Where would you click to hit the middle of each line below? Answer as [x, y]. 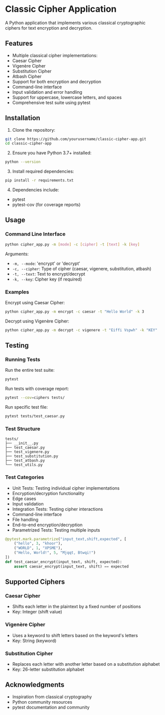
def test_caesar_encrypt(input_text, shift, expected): [64, 562]
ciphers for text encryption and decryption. [49, 28]
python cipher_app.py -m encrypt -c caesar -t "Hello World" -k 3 [75, 312]
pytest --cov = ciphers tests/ [35, 398]
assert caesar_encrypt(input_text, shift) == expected [71, 566]
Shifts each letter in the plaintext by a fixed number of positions [77, 607]
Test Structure [23, 429]
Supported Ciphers [35, 582]
